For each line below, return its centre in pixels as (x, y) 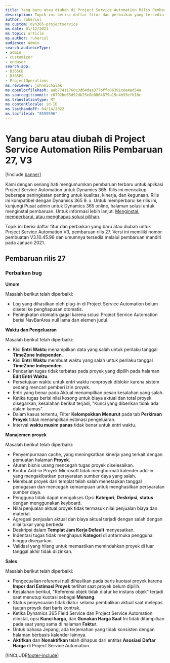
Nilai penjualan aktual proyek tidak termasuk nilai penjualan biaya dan (85, 508)
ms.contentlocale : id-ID (31, 104)
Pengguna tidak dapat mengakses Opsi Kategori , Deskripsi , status (83, 497)
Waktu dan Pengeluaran (31, 330)
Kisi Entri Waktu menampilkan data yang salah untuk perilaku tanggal (85, 349)
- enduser (16, 62)
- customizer (19, 57)
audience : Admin (22, 43)
